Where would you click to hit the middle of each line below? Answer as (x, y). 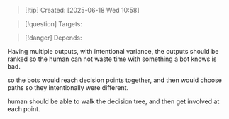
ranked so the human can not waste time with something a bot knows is (112, 59)
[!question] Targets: (54, 24)
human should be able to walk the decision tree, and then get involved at (113, 101)
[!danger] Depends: (53, 38)
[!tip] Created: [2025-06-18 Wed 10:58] (82, 10)
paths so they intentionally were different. (68, 87)
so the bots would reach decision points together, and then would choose (114, 80)
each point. (24, 109)
